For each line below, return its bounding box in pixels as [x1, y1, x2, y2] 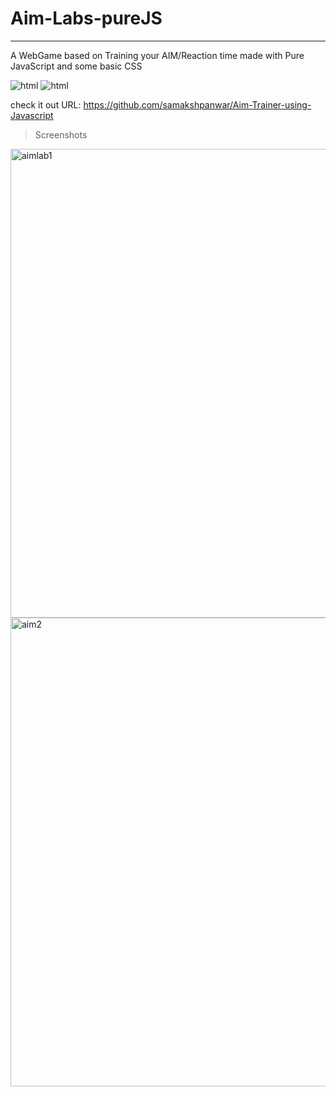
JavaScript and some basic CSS [10, 60, 143, 72]
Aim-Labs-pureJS [10, 7, 163, 30]
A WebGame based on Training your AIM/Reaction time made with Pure [10, 49, 305, 61]
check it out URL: [10, 98, 82, 111]
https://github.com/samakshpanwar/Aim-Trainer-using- [83, 98, 312, 111]
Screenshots [34, 128, 88, 141]
